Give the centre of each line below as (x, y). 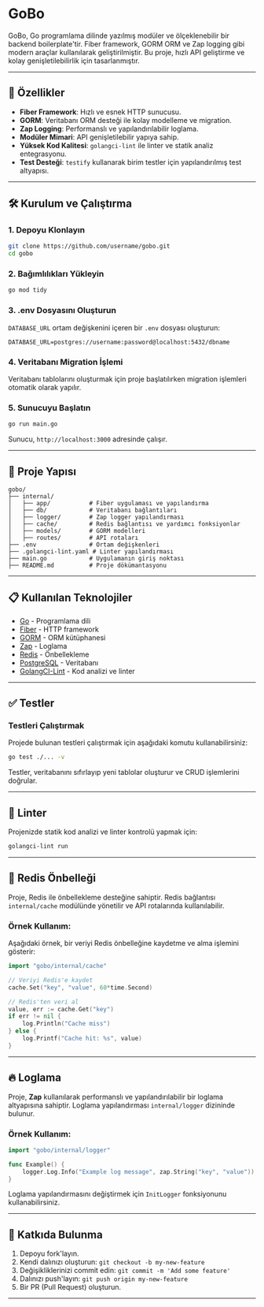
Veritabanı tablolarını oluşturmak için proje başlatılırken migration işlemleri (128, 378)
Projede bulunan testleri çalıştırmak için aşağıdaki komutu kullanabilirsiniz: (128, 743)
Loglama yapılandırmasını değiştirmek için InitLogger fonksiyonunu (117, 1194)
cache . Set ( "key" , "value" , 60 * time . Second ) (81, 987)
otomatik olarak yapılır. (45, 387)
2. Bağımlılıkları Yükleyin (56, 274)
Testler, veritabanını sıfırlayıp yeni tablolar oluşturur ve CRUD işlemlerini (124, 773)
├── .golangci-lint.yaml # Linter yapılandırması (91, 551)
